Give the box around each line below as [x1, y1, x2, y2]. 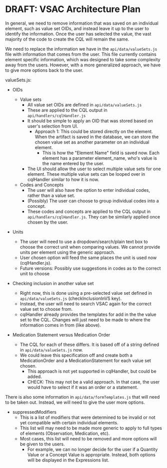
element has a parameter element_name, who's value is [42, 155, 157, 161]
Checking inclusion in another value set [12, 280, 94, 286]
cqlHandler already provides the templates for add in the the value [19, 311, 156, 317]
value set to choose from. [19, 306, 73, 312]
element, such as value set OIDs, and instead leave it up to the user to [5, 25, 149, 31]
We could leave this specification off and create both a [19, 352, 132, 358]
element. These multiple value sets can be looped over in [27, 171, 145, 177]
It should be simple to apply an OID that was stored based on [27, 118, 153, 124]
